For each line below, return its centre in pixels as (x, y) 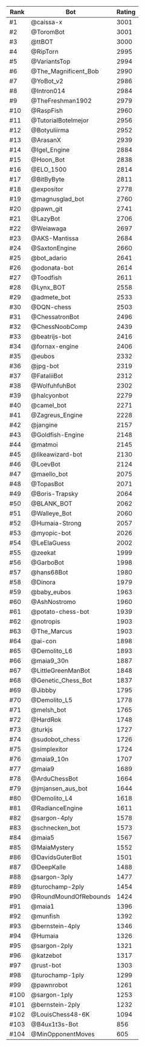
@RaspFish (47, 110)
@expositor (47, 189)
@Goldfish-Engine (58, 435)
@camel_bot (49, 405)
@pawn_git (47, 209)
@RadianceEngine (57, 808)
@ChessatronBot (55, 317)
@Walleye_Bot (51, 513)
